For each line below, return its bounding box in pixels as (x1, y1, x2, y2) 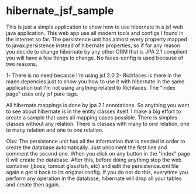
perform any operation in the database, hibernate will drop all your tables (6, 175, 182, 182)
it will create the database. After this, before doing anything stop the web (6, 156, 182, 163)
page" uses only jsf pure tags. (6, 90, 79, 97)
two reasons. (6, 60, 37, 68)
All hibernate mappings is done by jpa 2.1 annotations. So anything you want (6, 101, 190, 108)
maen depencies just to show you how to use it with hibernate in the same (6, 77, 185, 85)
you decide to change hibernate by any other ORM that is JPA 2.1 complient (6, 48, 188, 55)
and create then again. (6, 181, 60, 188)
